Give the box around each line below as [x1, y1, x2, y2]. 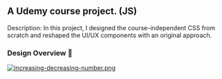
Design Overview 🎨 [7, 48, 73, 58]
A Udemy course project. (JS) [7, 5, 137, 17]
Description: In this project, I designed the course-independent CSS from [7, 23, 216, 32]
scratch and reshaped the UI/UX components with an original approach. [7, 31, 212, 39]
